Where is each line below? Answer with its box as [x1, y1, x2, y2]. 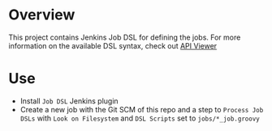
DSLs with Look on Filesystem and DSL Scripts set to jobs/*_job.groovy [19, 113, 260, 123]
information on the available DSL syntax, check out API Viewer [8, 40, 218, 50]
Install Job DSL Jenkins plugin [19, 95, 119, 106]
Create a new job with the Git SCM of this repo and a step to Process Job [19, 104, 264, 114]
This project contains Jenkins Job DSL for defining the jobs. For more [8, 32, 241, 42]
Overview [8, 6, 76, 24]
